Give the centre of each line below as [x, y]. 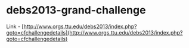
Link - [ [15, 26]
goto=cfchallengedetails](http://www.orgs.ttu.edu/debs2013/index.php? [94, 32]
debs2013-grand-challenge [76, 10]
